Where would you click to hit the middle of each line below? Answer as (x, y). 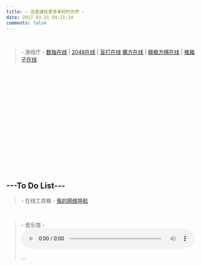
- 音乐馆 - (33, 225)
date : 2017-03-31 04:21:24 (40, 17)
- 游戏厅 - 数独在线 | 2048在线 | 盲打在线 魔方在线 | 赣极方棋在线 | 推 (105, 52)
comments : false (26, 23)
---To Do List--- (36, 186)
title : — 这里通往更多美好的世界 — (45, 12)
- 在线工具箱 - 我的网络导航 (54, 201)
